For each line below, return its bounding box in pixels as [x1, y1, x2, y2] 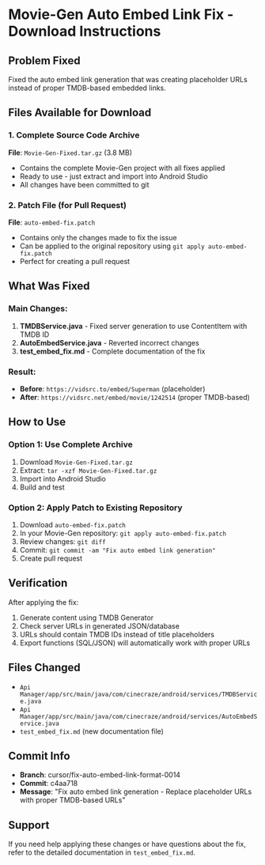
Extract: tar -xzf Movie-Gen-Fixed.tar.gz [19, 465, 157, 475]
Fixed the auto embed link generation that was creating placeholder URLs [8, 75, 248, 84]
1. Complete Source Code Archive [8, 130, 140, 141]
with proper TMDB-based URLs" [19, 795, 126, 805]
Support [8, 818, 50, 832]
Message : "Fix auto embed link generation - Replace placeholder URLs [19, 787, 252, 796]
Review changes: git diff [19, 536, 106, 546]
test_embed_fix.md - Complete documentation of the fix [19, 346, 206, 356]
